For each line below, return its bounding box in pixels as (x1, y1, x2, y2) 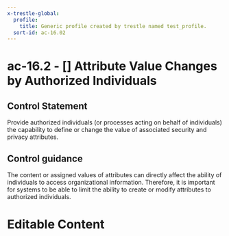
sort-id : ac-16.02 (13, 29, 67, 36)
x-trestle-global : (7, 10, 60, 17)
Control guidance (7, 153, 84, 164)
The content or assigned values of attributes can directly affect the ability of (7, 171, 222, 179)
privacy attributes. (7, 133, 59, 141)
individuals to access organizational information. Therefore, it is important (7, 179, 215, 187)
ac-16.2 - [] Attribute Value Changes (7, 59, 217, 74)
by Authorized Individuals (7, 73, 157, 89)
